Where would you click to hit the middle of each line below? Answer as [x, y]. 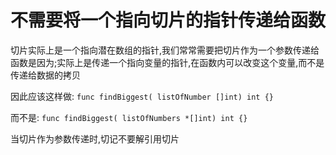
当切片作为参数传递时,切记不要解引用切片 [95, 138]
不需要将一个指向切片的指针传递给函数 [168, 20]
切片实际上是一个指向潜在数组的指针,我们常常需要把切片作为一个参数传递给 [165, 50]
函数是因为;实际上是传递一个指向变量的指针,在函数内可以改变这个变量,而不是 [167, 62]
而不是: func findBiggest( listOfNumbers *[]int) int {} [129, 117]
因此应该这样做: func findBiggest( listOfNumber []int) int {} [142, 96]
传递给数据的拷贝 [45, 75]
